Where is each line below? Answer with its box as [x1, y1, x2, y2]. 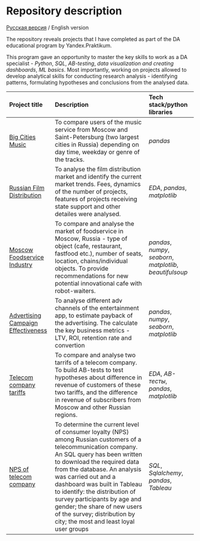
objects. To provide [54, 264, 109, 272]
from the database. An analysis [54, 465, 142, 473]
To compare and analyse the [54, 219, 135, 228]
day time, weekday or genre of [54, 147, 140, 156]
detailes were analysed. [54, 210, 121, 218]
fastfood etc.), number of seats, [54, 249, 143, 257]
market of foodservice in [54, 227, 124, 235]
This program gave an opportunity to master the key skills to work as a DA [6, 53, 188, 60]
